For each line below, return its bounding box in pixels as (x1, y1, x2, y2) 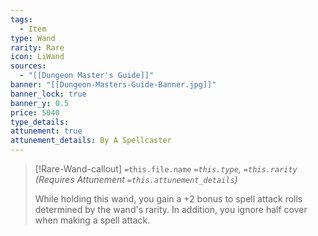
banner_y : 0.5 (10, 98, 70, 108)
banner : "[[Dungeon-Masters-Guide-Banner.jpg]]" (10, 80, 217, 90)
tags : (10, 14, 33, 25)
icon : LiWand (10, 52, 65, 62)
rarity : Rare (10, 42, 65, 53)
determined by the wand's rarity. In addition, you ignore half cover (34, 204, 308, 215)
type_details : (10, 117, 70, 127)
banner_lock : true (10, 89, 87, 99)
